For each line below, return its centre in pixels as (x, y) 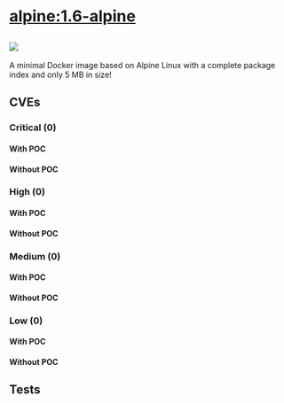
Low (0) (26, 321)
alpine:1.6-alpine (72, 16)
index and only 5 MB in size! (61, 74)
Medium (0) (35, 256)
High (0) (28, 192)
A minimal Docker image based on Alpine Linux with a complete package (142, 65)
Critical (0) (33, 128)
